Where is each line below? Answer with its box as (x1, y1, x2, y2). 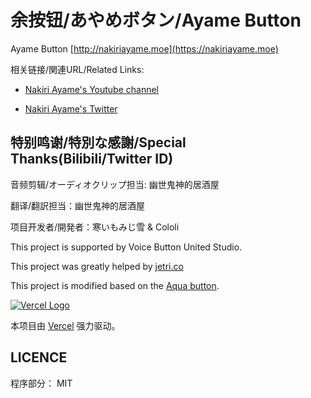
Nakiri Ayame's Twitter (24, 102, 118, 115)
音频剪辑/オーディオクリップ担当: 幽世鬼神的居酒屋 (10, 178, 220, 190)
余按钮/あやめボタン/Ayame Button (10, 9, 302, 32)
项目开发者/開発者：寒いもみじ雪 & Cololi (10, 221, 180, 233)
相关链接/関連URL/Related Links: (10, 63, 145, 75)
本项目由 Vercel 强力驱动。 (10, 319, 121, 331)
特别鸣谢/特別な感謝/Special (10, 134, 187, 151)
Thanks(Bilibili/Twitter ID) (10, 151, 174, 168)
